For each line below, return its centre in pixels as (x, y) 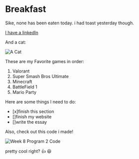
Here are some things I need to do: (40, 102)
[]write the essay (30, 122)
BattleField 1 (25, 87)
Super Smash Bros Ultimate (40, 76)
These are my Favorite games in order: (45, 61)
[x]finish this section (33, 111)
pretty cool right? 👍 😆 (29, 151)
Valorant (21, 71)
